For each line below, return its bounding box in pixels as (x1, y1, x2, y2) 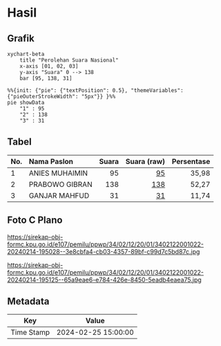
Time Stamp (10, 327, 50, 337)
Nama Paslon (28, 156, 74, 166)
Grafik (7, 33, 35, 44)
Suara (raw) (125, 156, 166, 166)
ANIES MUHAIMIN (28, 168, 88, 178)
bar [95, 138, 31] (19, 75, 73, 82)
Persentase (171, 156, 211, 166)
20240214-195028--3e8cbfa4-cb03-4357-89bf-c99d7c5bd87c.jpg (7, 247, 200, 255)
